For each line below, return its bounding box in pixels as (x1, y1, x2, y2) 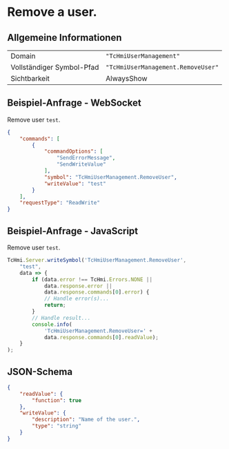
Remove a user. (7, 4, 98, 20)
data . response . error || (43, 283, 112, 289)
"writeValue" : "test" (43, 180, 107, 187)
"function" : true (32, 397, 81, 404)
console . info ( (32, 321, 72, 328)
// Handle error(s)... (43, 295, 110, 303)
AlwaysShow (106, 74, 148, 83)
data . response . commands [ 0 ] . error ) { (43, 289, 150, 296)
